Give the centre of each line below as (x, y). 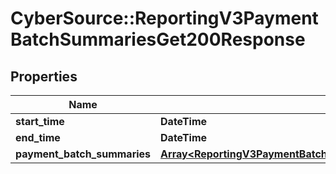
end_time (38, 137)
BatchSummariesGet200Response (158, 39)
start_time (40, 121)
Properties (44, 76)
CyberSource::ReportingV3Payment (164, 18)
